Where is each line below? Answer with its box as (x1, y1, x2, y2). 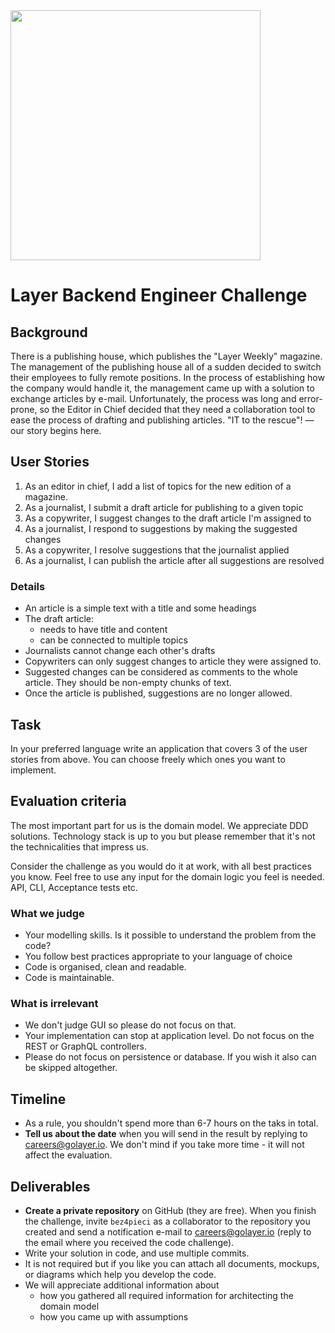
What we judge (10, 906, 85, 920)
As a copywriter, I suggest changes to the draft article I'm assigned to (24, 512, 312, 524)
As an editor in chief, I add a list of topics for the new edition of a (24, 480, 292, 492)
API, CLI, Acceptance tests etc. (10, 881, 138, 893)
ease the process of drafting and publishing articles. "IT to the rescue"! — (10, 414, 315, 426)
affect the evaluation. (24, 1149, 113, 1161)
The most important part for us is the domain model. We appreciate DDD (10, 819, 309, 831)
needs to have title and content (39, 624, 168, 636)
